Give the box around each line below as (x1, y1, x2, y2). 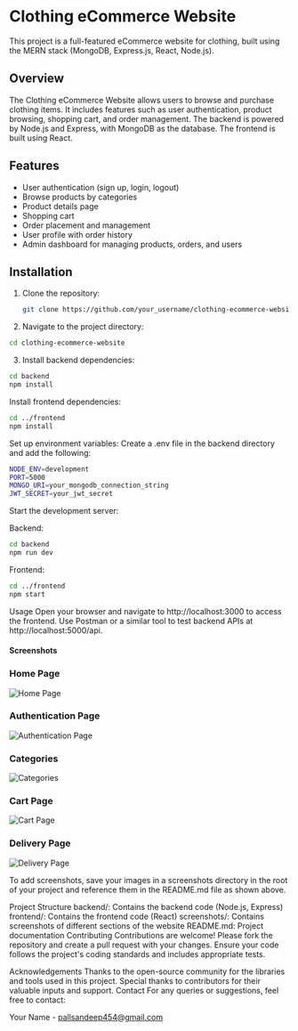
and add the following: (9, 447, 92, 458)
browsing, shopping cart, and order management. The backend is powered (9, 113, 285, 124)
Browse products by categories (21, 191, 138, 202)
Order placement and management (21, 220, 151, 231)
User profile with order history (21, 229, 133, 239)
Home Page (9, 668, 60, 680)
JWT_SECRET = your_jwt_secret (9, 490, 114, 499)
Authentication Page (9, 710, 101, 722)
